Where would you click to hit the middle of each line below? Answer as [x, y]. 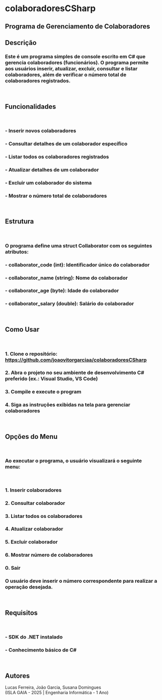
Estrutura [20, 222]
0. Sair [13, 568]
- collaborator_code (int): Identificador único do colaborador [77, 264]
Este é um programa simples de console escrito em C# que [75, 56]
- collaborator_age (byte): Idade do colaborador [62, 291]
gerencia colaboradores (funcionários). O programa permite [77, 62]
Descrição [21, 42]
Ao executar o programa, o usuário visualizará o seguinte [74, 461]
